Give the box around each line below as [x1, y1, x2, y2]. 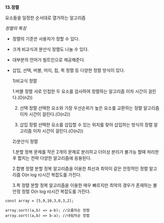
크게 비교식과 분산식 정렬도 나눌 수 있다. [12, 46, 89, 52]
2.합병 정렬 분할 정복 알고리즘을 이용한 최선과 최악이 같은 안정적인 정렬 [12, 166, 148, 172]
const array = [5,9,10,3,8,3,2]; [5, 198, 74, 203]
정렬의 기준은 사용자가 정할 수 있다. [12, 36, 80, 42]
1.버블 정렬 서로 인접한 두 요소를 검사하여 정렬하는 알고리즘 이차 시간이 [12, 89, 147, 94]
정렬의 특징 [5, 25, 27, 31]
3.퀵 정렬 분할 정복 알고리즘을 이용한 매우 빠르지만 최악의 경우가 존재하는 [12, 182, 152, 188]
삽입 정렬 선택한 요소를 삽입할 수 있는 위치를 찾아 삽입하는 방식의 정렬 [19, 122, 153, 128]
